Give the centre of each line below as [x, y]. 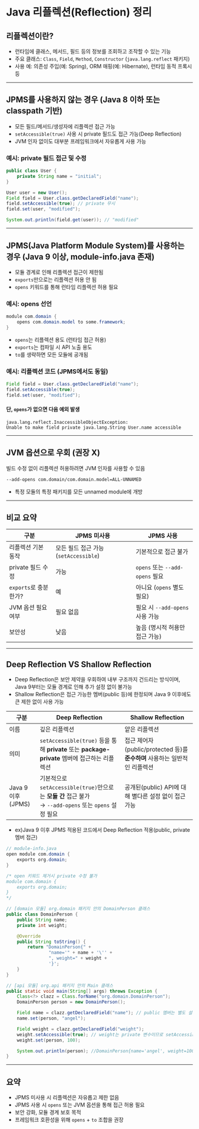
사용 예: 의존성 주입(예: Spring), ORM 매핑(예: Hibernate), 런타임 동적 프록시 [103, 66]
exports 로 [23, 587]
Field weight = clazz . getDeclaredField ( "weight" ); [81, 1029]
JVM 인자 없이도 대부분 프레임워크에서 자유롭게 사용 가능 [80, 141]
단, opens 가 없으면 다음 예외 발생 [43, 409]
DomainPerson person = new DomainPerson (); [71, 1002]
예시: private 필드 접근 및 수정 [46, 158]
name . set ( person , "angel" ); [51, 1018]
